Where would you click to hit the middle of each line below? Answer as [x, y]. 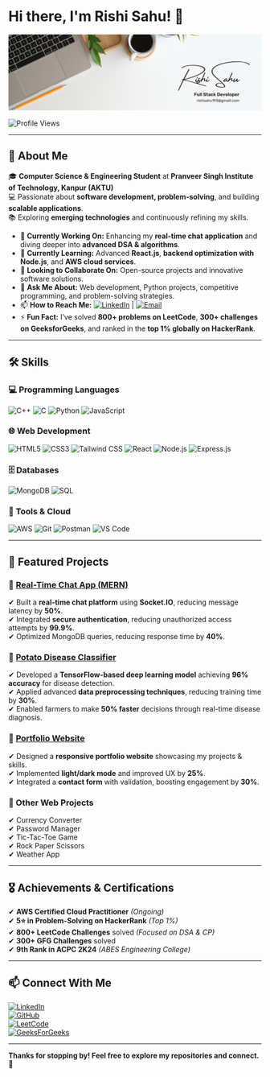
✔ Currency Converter [45, 820]
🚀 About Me [38, 156]
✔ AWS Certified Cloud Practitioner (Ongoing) [86, 911]
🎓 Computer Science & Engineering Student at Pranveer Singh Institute [131, 175]
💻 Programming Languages [64, 390]
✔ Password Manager [45, 829]
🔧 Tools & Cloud [39, 512]
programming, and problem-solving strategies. [97, 295]
